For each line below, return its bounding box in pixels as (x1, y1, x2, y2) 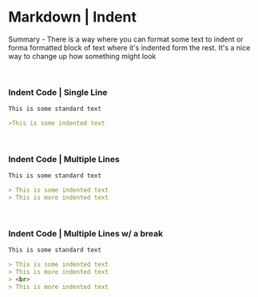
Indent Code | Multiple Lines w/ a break (8, 228, 164, 239)
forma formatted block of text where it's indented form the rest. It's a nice (8, 42, 251, 52)
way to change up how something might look (8, 51, 157, 61)
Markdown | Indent (8, 8, 137, 26)
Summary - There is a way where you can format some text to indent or (8, 34, 244, 44)
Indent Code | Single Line (8, 86, 108, 97)
